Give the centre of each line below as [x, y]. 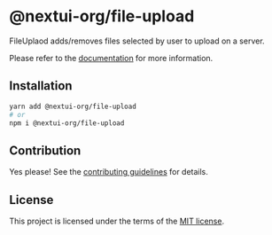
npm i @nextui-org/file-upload [67, 123]
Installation [41, 86]
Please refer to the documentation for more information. [111, 58]
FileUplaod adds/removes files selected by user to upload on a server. [137, 41]
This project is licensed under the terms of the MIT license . [117, 221]
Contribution [45, 150]
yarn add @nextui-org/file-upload [73, 106]
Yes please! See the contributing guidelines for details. [109, 172]
